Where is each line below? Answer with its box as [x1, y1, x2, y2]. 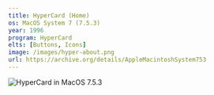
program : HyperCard [8, 33, 73, 42]
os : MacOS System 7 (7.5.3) [8, 19, 101, 27]
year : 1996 [8, 26, 44, 34]
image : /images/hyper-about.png [8, 48, 115, 56]
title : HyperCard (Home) [8, 11, 90, 20]
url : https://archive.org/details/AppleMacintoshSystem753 [8, 56, 207, 64]
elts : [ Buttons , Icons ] [8, 41, 87, 49]
